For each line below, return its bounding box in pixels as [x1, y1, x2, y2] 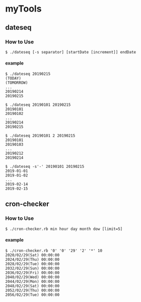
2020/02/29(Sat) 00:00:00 [5, 253, 59, 258]
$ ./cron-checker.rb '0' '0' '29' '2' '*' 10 [5, 248, 102, 253]
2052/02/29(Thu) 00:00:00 [5, 288, 59, 293]
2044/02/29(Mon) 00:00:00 [5, 279, 59, 284]
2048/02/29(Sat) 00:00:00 [5, 283, 59, 288]
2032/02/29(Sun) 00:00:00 [5, 266, 59, 271]
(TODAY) [5, 76, 22, 81]
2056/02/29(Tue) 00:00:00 [5, 292, 59, 297]
